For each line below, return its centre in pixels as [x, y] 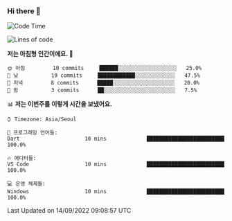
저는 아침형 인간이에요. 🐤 [41, 54]
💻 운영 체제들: [27, 184]
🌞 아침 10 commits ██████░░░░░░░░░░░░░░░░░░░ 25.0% [105, 69]
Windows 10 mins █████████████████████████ [116, 192]
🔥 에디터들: [22, 159]
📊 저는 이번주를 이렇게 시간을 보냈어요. [60, 104]
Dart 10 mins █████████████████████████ [116, 139]
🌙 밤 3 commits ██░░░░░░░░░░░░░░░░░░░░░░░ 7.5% [102, 90]
